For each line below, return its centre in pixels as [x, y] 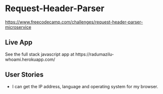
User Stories [24, 75]
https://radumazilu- [95, 54]
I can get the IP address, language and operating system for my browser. [85, 86]
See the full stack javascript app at [40, 54]
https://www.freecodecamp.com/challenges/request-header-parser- [74, 22]
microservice [18, 27]
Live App [19, 43]
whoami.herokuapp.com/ [30, 59]
